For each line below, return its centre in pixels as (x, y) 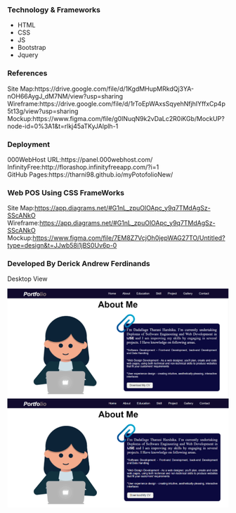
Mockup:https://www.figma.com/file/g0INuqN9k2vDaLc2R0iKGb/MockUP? (116, 118)
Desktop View (27, 279)
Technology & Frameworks (54, 10)
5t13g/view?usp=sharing (43, 111)
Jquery (28, 55)
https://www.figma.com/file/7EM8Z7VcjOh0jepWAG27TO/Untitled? (129, 238)
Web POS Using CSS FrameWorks (66, 193)
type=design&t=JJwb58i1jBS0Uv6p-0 (62, 246)
